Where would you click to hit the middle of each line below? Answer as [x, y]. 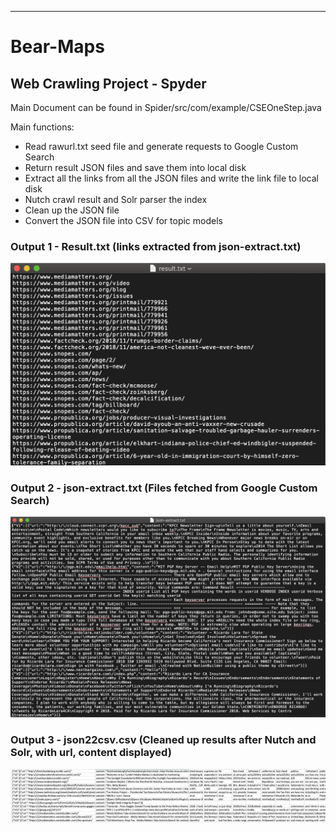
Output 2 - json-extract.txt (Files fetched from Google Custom [164, 488]
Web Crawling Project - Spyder [108, 83]
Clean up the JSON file [72, 210]
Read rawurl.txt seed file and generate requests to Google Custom [161, 146]
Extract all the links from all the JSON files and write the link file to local [172, 178]
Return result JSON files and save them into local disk [135, 167]
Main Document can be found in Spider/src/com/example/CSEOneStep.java [166, 107]
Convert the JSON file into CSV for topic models [123, 220]
